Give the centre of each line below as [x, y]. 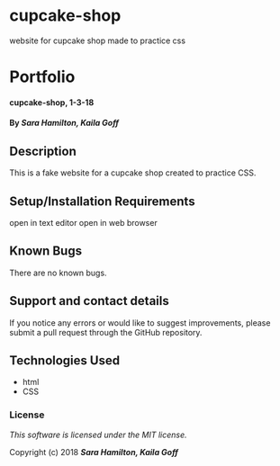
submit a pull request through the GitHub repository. [106, 332]
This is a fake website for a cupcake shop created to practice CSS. [133, 173]
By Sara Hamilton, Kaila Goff [64, 123]
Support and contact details [89, 301]
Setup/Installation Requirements [102, 201]
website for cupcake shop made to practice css [98, 40]
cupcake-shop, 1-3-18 [52, 102]
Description [43, 151]
